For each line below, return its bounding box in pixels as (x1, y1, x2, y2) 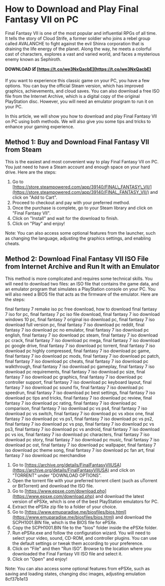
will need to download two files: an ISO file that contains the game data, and (5, 280, 159, 286)
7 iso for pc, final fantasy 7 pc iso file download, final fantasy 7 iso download (5, 311, 160, 317)
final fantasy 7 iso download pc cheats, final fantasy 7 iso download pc (5, 358, 149, 364)
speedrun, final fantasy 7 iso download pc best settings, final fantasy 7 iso (5, 390, 156, 396)
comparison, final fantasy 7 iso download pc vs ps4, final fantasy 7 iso (5, 405, 147, 411)
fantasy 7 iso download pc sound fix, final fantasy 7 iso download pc (5, 384, 144, 390)
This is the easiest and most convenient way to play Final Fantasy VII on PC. (5, 158, 159, 164)
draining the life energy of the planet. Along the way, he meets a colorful (5, 46, 152, 52)
